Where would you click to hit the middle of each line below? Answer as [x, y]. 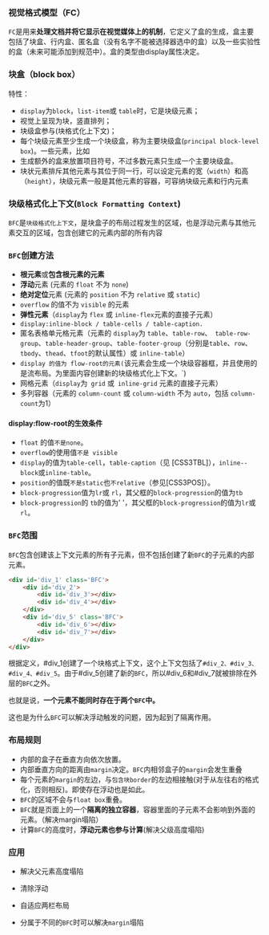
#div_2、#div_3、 [230, 664]
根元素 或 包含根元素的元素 [62, 274]
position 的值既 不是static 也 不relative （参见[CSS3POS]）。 [117, 482]
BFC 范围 [23, 535]
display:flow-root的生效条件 [55, 423]
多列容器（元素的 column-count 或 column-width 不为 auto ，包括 [124, 393]
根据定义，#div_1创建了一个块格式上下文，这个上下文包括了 [106, 663]
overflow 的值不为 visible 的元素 [74, 305]
